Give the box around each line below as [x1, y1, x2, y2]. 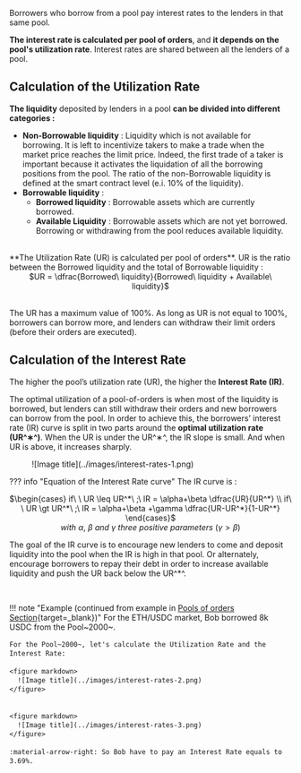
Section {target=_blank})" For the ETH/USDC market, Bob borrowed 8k [9, 612, 269, 623]
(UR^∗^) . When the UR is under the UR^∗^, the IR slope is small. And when [9, 432, 285, 442]
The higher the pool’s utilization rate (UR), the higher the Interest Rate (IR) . [9, 376, 285, 387]
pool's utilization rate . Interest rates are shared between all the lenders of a [9, 44, 289, 55]
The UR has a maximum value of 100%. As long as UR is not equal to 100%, [9, 307, 288, 318]
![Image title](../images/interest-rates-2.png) [17, 675, 202, 684]
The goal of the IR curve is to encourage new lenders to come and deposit [9, 539, 284, 550]
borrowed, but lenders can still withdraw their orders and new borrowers [9, 403, 278, 414]
